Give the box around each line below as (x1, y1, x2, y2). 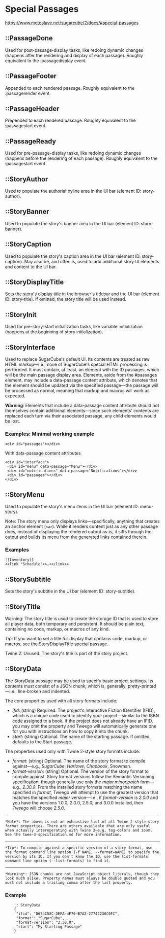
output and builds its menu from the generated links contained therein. (5, 534, 148, 540)
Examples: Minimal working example (5, 430, 95, 437)
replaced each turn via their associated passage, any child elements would (5, 413, 156, 419)
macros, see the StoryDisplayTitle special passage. (5, 641, 109, 647)
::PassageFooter (5, 72, 57, 80)
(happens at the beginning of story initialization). (5, 329, 103, 335)
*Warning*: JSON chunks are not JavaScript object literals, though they (5, 871, 160, 876)
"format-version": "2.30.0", (16, 920, 76, 925)
